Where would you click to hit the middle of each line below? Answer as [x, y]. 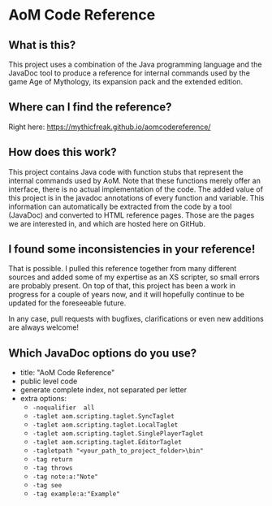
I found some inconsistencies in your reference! [132, 249]
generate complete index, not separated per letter [104, 390]
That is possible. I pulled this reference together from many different [123, 269]
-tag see [47, 486]
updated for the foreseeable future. [67, 303]
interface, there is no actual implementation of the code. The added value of [136, 189]
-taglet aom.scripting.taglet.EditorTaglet [107, 443]
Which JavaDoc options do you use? [103, 353]
